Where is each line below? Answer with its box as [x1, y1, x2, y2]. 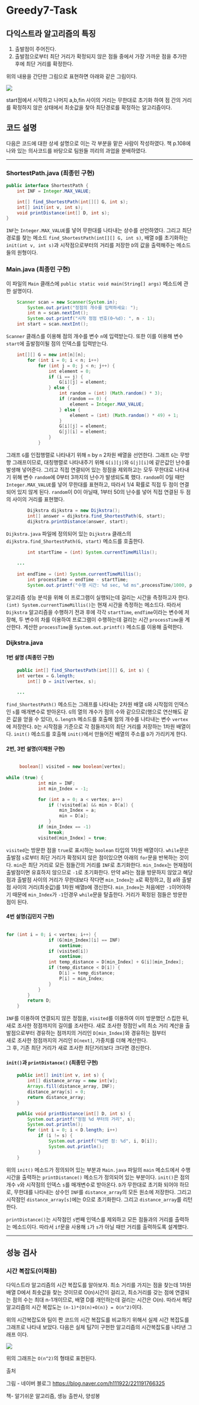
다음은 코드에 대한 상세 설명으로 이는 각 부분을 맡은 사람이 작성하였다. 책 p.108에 [6, 140, 191, 147]
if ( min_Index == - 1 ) [37, 824, 92, 830]
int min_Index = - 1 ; [37, 786, 89, 792]
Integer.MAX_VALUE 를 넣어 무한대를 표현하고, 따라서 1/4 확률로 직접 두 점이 [6, 481, 179, 488]
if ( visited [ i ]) [48, 948, 89, 954]
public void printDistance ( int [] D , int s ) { [17, 1111, 131, 1117]
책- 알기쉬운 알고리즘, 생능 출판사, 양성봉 [6, 1393, 101, 1400]
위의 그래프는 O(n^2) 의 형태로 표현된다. [6, 1355, 97, 1362]
